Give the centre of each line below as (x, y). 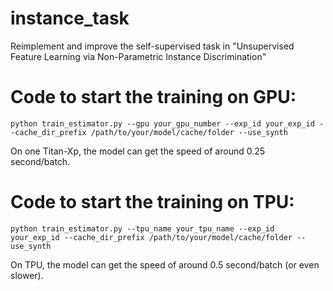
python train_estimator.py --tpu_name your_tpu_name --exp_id (142, 228)
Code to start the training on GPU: (153, 97)
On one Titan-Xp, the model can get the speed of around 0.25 (138, 151)
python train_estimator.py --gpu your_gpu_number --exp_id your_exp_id (162, 123)
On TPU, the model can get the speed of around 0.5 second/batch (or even (165, 264)
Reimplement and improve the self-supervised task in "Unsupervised (152, 46)
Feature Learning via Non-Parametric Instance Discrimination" (138, 56)
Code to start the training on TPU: (152, 202)
